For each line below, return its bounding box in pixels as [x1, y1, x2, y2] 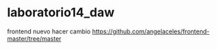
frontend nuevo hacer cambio [7, 27, 91, 35]
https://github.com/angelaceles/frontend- [92, 27, 210, 35]
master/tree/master [7, 34, 62, 42]
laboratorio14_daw [7, 5, 115, 20]
